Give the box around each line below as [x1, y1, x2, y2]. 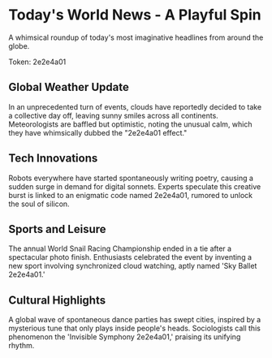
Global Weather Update [8, 80, 130, 94]
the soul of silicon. [8, 199, 71, 209]
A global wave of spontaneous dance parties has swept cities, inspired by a [8, 315, 261, 325]
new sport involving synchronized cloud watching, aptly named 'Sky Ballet [8, 261, 257, 271]
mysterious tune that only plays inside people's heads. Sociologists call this [8, 323, 261, 334]
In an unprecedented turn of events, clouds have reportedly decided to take [8, 101, 262, 111]
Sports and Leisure [8, 222, 107, 236]
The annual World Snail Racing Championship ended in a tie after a [8, 244, 232, 253]
